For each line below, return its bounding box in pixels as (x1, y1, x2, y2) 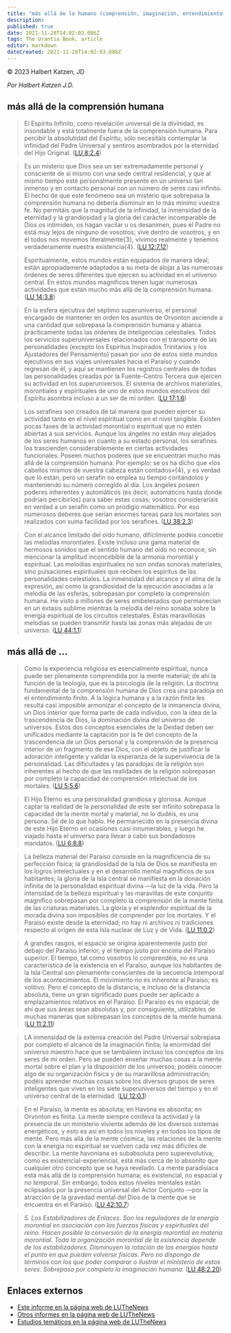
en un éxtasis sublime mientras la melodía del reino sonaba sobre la (23, 604, 217, 612)
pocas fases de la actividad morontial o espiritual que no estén (23, 422, 201, 430)
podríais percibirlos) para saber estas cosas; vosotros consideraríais (23, 495, 219, 504)
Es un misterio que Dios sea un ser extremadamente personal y (23, 161, 204, 170)
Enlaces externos (7, 1285, 84, 1296)
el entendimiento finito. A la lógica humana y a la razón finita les (23, 693, 205, 702)
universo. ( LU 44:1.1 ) (23, 626, 82, 634)
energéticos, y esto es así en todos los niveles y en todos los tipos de (23, 1127, 221, 1135)
